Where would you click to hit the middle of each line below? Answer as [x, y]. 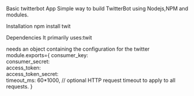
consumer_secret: [28, 62]
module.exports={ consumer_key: [47, 55]
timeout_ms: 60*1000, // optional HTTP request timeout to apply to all [91, 80]
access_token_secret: [32, 74]
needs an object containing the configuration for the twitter [78, 49]
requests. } [19, 87]
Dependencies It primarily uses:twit [49, 37]
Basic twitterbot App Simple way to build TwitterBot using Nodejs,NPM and [97, 9]
